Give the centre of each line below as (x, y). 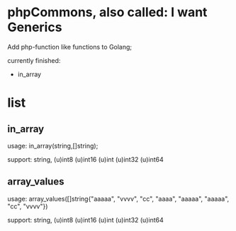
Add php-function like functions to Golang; (70, 47)
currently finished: (34, 60)
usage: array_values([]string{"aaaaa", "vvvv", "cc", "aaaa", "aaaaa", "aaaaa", (118, 199)
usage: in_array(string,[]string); (53, 146)
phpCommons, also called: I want (107, 12)
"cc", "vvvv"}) (28, 206)
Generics (35, 27)
